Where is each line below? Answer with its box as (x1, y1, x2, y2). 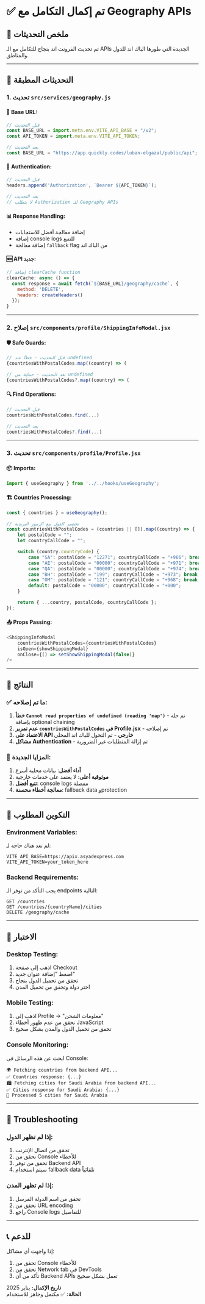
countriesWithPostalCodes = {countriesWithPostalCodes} (17, 640, 157, 646)
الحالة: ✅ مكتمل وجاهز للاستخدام (6, 1291, 81, 1298)
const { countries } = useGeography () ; (6, 509, 108, 516)
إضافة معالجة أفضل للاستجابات (15, 228, 85, 235)
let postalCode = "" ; (17, 532, 72, 538)
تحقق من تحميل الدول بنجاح (15, 977, 79, 984)
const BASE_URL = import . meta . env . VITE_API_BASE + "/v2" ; (6, 127, 157, 134)
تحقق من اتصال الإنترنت (15, 1147, 70, 1154)
